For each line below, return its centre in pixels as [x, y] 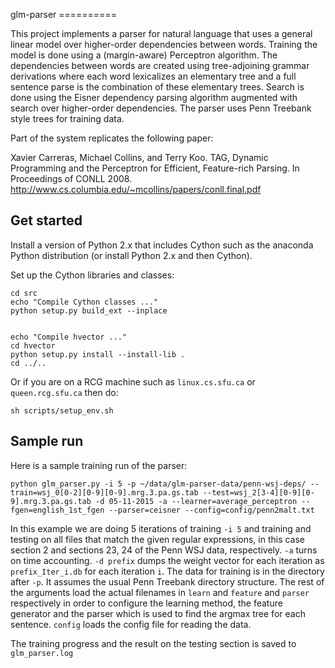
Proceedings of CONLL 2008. [71, 178]
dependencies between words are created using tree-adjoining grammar [160, 65]
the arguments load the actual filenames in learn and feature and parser [160, 592]
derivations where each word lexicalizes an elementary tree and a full [153, 76]
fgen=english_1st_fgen [57, 510]
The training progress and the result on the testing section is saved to [153, 643]
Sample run [47, 441]
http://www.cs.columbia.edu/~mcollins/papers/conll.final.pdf [136, 189]
